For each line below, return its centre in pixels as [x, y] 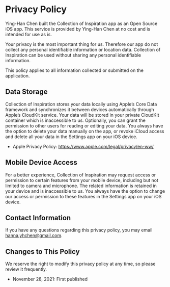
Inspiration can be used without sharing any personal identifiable [73, 55]
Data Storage [26, 92]
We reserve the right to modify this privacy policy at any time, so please [80, 264]
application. [18, 75]
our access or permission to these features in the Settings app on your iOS [83, 196]
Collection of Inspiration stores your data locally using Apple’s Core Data [81, 104]
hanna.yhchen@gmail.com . [34, 236]
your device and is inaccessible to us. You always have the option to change [85, 191]
